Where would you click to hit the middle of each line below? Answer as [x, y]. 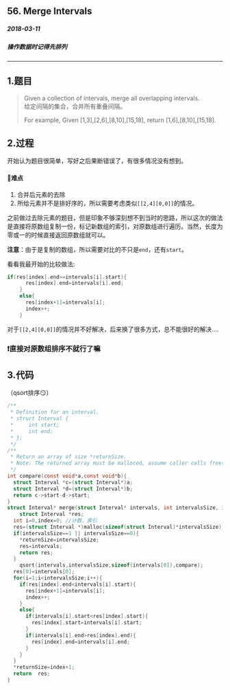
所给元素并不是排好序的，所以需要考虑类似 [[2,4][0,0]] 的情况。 [107, 203]
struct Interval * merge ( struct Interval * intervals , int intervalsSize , [113, 508]
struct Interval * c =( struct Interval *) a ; [73, 482]
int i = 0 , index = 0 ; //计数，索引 [55, 521]
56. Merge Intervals [50, 11]
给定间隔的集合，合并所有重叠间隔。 [75, 106]
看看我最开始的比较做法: [41, 264]
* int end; [31, 431]
